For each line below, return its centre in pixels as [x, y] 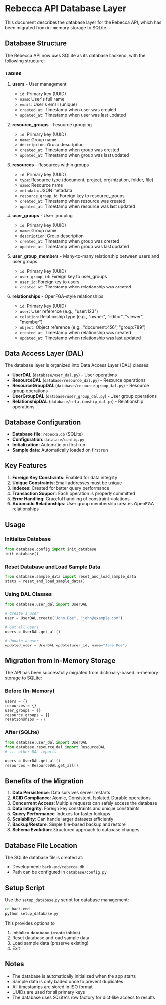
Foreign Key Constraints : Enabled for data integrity [65, 478]
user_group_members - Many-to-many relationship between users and [86, 256]
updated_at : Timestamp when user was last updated [73, 115]
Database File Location [41, 845]
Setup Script [25, 888]
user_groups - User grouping [42, 216]
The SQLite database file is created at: [44, 858]
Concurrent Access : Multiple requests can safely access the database [85, 803]
